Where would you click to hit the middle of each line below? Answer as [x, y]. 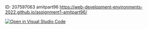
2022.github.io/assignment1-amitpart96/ [46, 12]
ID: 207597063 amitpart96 [32, 7]
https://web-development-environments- [101, 7]
